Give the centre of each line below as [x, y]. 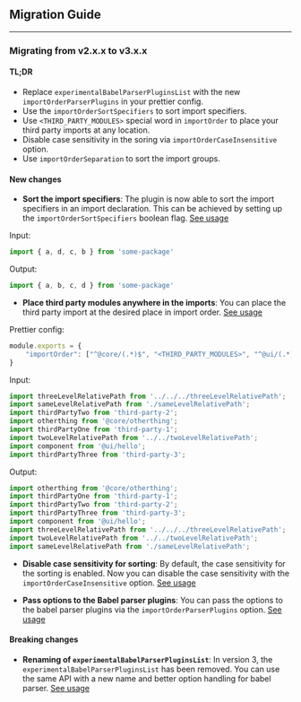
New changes [35, 179]
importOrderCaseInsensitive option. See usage [109, 583]
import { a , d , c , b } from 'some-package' [92, 252]
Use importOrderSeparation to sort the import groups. [121, 158]
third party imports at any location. [86, 130]
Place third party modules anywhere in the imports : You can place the [154, 302]
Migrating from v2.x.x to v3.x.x [78, 50]
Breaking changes [44, 639]
